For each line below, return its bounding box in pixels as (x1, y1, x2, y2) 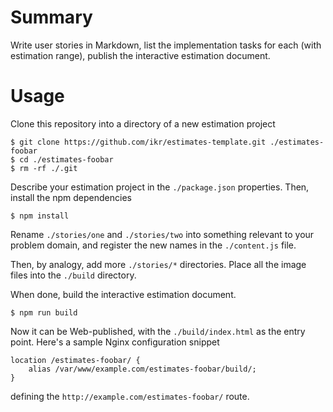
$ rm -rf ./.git (10, 163, 78, 173)
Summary (10, 6, 93, 29)
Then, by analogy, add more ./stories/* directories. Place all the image (10, 258, 307, 270)
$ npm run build (10, 307, 78, 318)
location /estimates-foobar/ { (10, 355, 141, 365)
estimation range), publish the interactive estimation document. (10, 49, 271, 61)
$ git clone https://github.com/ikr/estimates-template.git (10, 137, 267, 147)
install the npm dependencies (10, 191, 132, 203)
